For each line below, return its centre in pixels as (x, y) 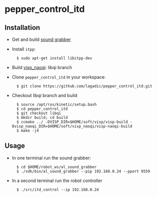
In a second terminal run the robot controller (57, 181)
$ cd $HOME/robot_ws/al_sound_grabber (57, 167)
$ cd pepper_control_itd (42, 109)
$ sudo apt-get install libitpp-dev (54, 58)
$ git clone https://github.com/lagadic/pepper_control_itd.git (84, 86)
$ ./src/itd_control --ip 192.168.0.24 (58, 190)
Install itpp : (24, 49)
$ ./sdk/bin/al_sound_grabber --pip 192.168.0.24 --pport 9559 (83, 171)
